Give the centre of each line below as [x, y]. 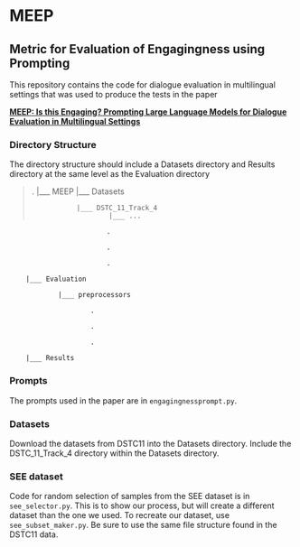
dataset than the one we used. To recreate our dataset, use [120, 515]
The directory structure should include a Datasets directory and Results [142, 164]
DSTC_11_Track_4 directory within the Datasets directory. [114, 453]
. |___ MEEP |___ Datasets [78, 191]
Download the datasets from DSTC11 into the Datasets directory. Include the [150, 443]
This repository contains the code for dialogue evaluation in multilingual [142, 85]
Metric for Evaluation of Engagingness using [137, 49]
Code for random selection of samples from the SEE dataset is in [130, 496]
